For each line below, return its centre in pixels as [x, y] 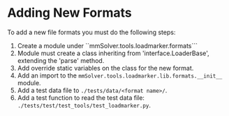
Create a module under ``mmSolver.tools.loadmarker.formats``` [107, 45]
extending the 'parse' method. [61, 60]
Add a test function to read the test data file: [81, 97]
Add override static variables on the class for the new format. [105, 68]
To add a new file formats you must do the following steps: [91, 32]
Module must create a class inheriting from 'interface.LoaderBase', [113, 53]
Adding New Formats [69, 13]
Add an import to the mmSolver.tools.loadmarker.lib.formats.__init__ [120, 75]
